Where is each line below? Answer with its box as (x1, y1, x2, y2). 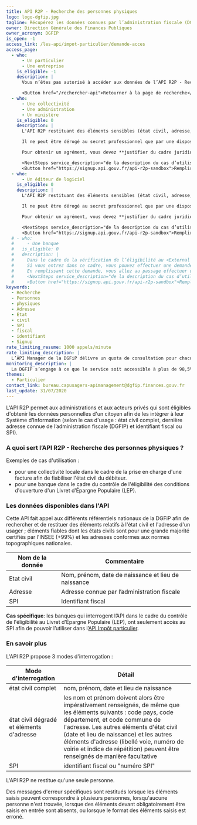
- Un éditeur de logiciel (21, 176, 85, 182)
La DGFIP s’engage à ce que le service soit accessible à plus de (11, 366, 177, 372)
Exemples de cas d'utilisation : (6, 457, 80, 464)
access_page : (6, 47, 38, 53)
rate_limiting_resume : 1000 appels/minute (6, 344, 111, 350)
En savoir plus (6, 640, 47, 648)
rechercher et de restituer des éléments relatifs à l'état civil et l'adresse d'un (6, 521, 191, 528)
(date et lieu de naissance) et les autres (63, 730, 172, 738)
